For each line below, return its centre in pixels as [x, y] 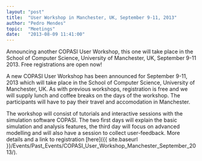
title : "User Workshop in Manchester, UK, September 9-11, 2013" [92, 18]
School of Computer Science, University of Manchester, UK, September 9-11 [101, 58]
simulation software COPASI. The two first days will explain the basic [92, 120]
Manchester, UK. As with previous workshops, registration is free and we [97, 89]
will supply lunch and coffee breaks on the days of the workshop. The [93, 96]
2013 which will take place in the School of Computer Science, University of [101, 83]
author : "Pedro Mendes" [36, 23]
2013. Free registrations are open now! [54, 65]
